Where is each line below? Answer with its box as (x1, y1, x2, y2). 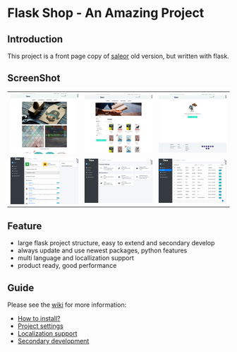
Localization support (17, 329, 78, 338)
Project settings (17, 322, 63, 330)
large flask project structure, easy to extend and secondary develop (17, 239, 215, 247)
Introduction (7, 33, 63, 45)
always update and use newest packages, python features (17, 246, 188, 255)
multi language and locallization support (17, 254, 134, 262)
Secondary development (17, 337, 90, 346)
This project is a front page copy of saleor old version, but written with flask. (7, 52, 229, 60)
